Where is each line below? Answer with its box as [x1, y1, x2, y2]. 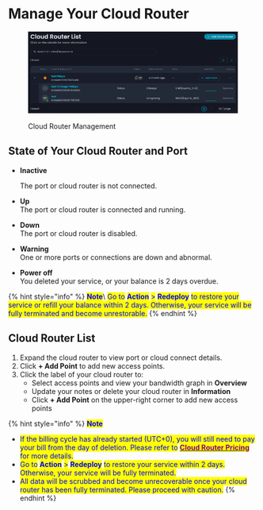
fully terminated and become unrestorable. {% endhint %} [8, 308, 198, 318]
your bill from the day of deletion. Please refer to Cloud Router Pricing [19, 442, 250, 452]
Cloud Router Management [28, 122, 116, 131]
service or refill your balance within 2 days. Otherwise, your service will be [8, 299, 252, 310]
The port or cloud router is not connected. [19, 180, 158, 191]
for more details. [19, 450, 74, 461]
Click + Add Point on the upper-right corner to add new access [31, 395, 238, 404]
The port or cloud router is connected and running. [19, 204, 186, 214]
